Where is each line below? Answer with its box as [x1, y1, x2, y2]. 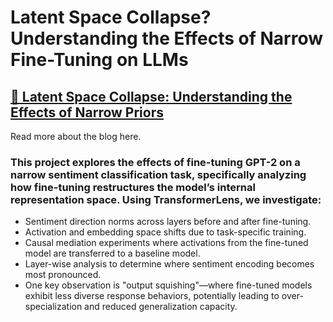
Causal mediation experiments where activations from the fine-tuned [24, 237, 309, 249]
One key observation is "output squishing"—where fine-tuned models [24, 279, 313, 291]
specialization [24, 301, 83, 313]
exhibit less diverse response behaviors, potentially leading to [24, 290, 280, 302]
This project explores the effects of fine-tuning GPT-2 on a [10, 155, 301, 169]
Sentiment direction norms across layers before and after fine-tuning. [24, 216, 312, 228]
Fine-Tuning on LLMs [10, 49, 189, 71]
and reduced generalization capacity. [84, 301, 238, 313]
